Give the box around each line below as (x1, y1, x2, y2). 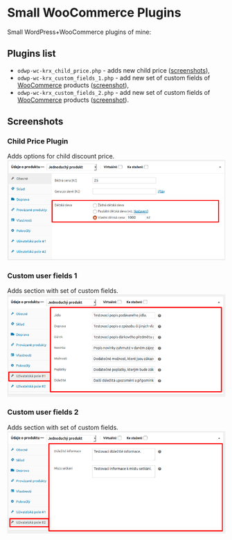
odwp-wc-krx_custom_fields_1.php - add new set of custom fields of (17, 73, 211, 82)
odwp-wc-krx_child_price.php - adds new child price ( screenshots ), (17, 66, 210, 74)
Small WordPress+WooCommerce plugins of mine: (7, 28, 152, 36)
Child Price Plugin (7, 136, 69, 146)
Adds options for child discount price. (7, 152, 115, 161)
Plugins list (7, 48, 56, 60)
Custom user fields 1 (7, 271, 78, 280)
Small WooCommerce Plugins (7, 5, 181, 21)
